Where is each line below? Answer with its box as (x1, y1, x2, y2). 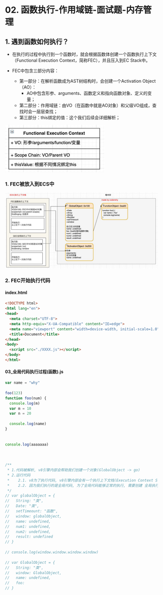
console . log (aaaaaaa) (5, 442, 49, 447)
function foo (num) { (5, 395, 47, 401)
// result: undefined (5, 534, 53, 539)
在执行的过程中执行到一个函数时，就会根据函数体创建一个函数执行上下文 (12, 52, 157, 57)
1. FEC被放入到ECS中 (5, 181, 55, 187)
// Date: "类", (5, 503, 40, 509)
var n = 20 (9, 411, 32, 416)
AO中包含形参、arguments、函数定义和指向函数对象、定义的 (26, 91, 148, 96)
